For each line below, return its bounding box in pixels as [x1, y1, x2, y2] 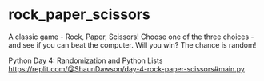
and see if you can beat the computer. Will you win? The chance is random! [8, 40, 257, 49]
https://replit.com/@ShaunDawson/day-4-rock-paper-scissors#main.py [8, 64, 246, 73]
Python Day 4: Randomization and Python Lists [8, 56, 163, 65]
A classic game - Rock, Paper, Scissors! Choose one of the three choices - [8, 32, 254, 41]
